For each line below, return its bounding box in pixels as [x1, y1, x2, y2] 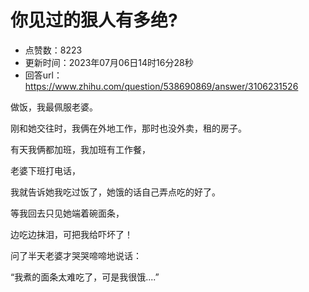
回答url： [24, 69, 63, 81]
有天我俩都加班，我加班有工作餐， [10, 143, 151, 155]
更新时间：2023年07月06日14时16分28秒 [24, 56, 194, 68]
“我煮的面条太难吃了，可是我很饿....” [10, 271, 160, 283]
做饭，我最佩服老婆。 [10, 101, 98, 113]
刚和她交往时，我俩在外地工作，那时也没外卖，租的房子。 [10, 122, 247, 134]
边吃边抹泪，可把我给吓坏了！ [10, 228, 133, 240]
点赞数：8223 [24, 44, 83, 56]
